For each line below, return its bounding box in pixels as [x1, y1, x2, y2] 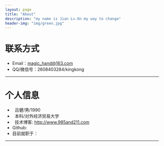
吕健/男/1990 [14, 107, 41, 113]
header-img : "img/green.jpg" [5, 21, 64, 26]
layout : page [5, 7, 32, 12]
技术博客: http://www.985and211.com [14, 119, 90, 125]
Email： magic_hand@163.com [12, 61, 73, 66]
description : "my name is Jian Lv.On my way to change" [5, 16, 121, 21]
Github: [12, 125, 27, 131]
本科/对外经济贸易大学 [14, 113, 60, 119]
